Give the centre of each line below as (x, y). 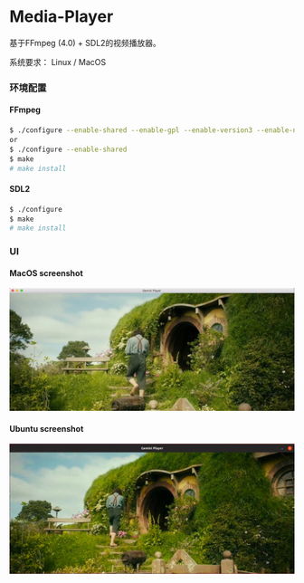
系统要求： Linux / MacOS (58, 62)
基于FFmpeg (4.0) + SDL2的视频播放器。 (85, 43)
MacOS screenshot (46, 272)
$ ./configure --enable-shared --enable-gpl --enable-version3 (131, 130)
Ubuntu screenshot (47, 428)
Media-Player (62, 17)
